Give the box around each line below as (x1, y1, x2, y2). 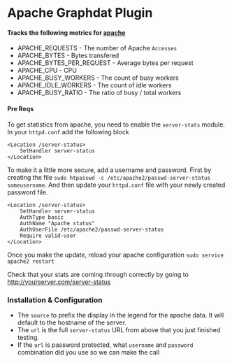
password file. (7, 187, 48, 197)
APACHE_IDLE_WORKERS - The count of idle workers (17, 81, 172, 90)
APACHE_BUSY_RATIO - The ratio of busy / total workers (17, 89, 182, 97)
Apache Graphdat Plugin (7, 5, 153, 21)
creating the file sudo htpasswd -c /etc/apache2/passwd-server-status (7, 173, 211, 181)
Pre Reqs (7, 104, 34, 113)
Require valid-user (20, 232, 77, 239)
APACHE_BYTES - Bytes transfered (17, 51, 119, 60)
